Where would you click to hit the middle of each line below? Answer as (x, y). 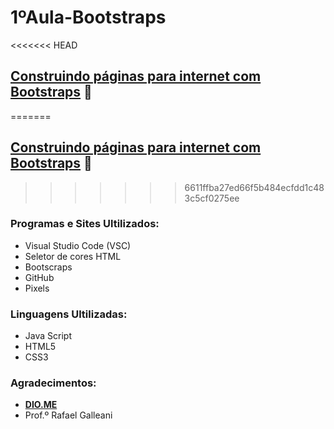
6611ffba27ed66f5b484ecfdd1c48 (254, 187)
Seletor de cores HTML (73, 256)
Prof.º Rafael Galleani (68, 415)
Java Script (48, 336)
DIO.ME (41, 405)
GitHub (39, 277)
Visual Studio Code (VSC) (78, 245)
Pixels (37, 288)
